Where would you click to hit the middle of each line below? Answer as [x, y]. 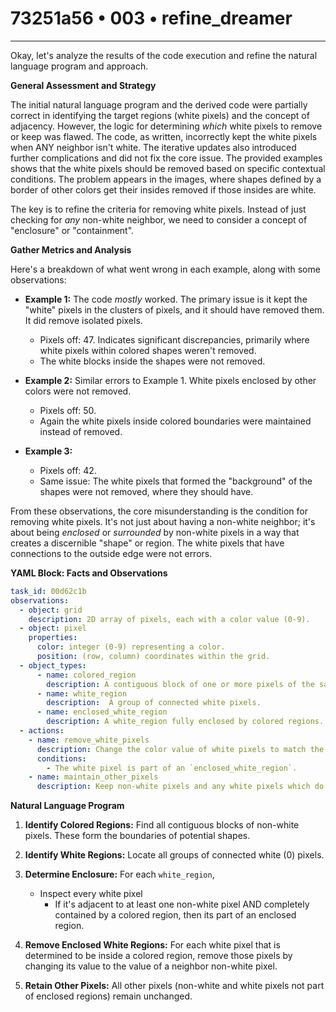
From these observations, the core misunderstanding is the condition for [159, 511]
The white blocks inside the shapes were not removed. [152, 361]
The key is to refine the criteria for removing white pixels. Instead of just [158, 209]
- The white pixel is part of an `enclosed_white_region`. [172, 768]
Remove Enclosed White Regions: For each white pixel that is [152, 945]
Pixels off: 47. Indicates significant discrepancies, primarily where [174, 339]
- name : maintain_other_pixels [93, 777]
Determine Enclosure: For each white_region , [119, 874]
